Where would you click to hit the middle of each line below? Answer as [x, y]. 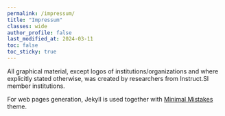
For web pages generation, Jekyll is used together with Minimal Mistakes [110, 99]
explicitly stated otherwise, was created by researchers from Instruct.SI [108, 78]
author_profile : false [39, 33]
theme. [17, 106]
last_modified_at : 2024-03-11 [50, 39]
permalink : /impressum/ [41, 13]
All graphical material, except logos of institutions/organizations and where [113, 71]
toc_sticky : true [32, 52]
